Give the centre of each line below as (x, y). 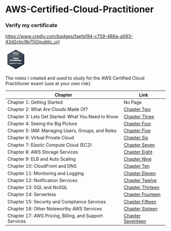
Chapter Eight (138, 152)
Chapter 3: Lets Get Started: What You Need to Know (63, 116)
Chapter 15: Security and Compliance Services (57, 201)
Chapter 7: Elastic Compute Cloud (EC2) (50, 145)
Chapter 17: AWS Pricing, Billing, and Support (55, 216)
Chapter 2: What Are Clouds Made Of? (48, 109)
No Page (133, 102)
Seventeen (135, 221)
